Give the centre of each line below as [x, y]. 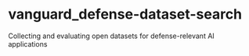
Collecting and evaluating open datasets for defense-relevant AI [112, 36]
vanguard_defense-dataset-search [125, 14]
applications [28, 44]
